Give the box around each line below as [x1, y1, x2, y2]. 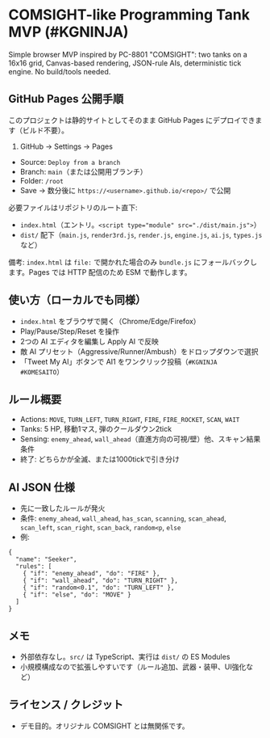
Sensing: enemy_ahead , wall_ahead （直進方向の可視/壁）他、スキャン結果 [19, 434, 261, 444]
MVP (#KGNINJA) [8, 23, 129, 41]
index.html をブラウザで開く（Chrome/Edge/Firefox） [19, 316, 201, 326]
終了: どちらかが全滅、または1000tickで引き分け [19, 454, 180, 464]
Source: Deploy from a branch [19, 157, 121, 167]
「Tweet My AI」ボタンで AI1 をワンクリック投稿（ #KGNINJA [19, 356, 218, 366]
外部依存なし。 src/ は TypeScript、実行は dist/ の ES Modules [19, 652, 231, 661]
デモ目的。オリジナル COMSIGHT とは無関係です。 [19, 721, 189, 731]
